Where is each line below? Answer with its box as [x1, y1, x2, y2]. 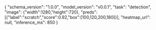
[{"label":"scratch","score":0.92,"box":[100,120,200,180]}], [4, 15, 120, 20]
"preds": [81, 9, 98, 15]
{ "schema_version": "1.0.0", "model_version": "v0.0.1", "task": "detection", [4, 4, 152, 10]
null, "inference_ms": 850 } [4, 19, 58, 25]
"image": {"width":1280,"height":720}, [4, 9, 80, 15]
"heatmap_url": [120, 15, 151, 20]
